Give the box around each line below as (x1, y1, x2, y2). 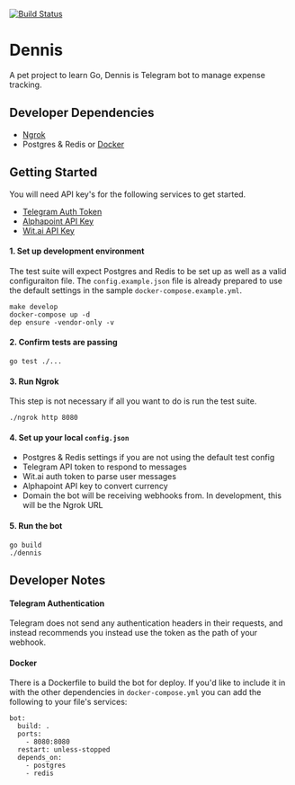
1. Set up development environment (9, 245, 145, 256)
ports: (17, 729, 42, 739)
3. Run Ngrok (9, 376, 59, 387)
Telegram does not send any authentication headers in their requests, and (9, 618, 283, 629)
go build (9, 540, 42, 549)
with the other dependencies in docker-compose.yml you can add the (9, 687, 262, 698)
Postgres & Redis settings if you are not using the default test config (22, 452, 275, 463)
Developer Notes (9, 572, 106, 588)
